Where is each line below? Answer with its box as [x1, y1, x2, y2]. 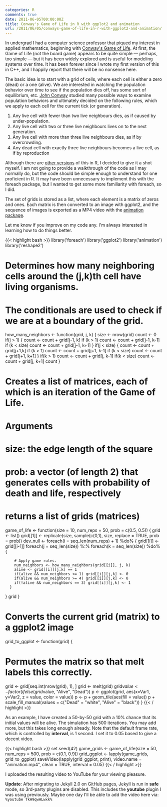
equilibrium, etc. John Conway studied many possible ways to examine [5, 92, 151, 98]
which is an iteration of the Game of [5, 386, 156, 398]
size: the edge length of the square [5, 443, 153, 455]
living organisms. [5, 281, 79, 293]
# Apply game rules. [14, 558, 57, 563]
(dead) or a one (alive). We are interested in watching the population [5, 81, 146, 88]
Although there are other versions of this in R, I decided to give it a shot [5, 160, 152, 166]
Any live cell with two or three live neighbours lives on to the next [12, 124, 147, 130]
